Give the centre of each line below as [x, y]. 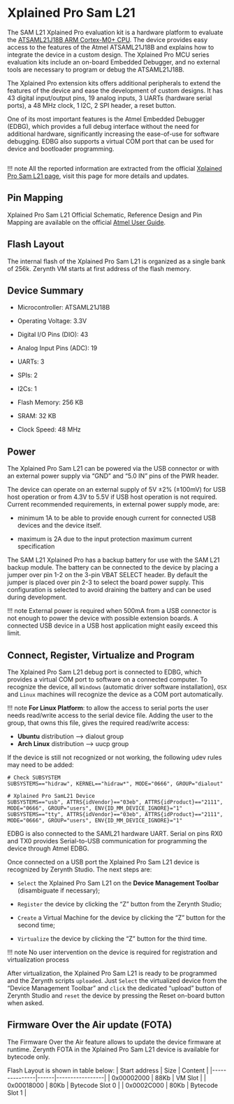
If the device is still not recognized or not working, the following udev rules [115, 757]
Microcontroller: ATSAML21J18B [64, 308]
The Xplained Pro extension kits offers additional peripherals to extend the [114, 83]
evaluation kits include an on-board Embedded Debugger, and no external [114, 62]
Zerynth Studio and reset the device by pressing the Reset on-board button [116, 995]
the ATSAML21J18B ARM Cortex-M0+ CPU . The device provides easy [108, 39]
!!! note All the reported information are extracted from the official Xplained [115, 168]
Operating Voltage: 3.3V [52, 321]
